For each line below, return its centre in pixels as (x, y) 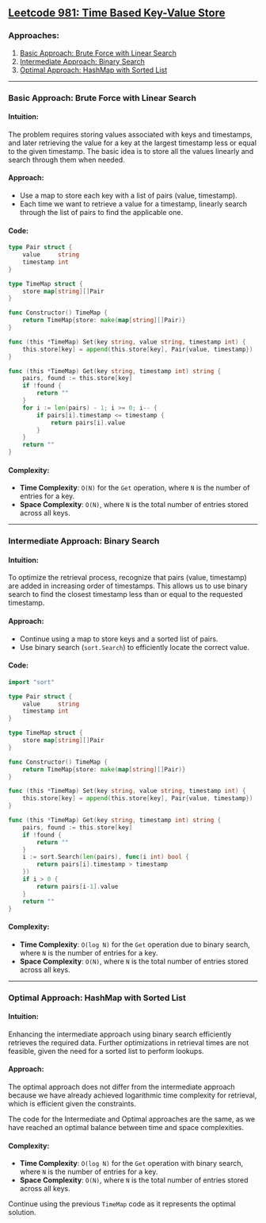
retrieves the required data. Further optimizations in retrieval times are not (129, 1042)
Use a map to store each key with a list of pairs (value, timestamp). (128, 196)
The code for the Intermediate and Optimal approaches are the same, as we (132, 1119)
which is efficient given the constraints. (72, 1103)
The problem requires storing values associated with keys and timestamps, (131, 134)
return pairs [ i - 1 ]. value (78, 886)
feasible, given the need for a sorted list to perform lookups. (106, 1051)
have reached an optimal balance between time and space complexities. (126, 1127)
